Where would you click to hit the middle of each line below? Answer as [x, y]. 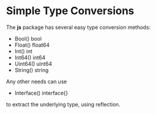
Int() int [23, 51]
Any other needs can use [36, 82]
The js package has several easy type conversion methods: [79, 27]
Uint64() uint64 [33, 64]
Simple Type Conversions [70, 11]
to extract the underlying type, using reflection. [63, 104]
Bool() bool [28, 38]
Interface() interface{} [41, 93]
